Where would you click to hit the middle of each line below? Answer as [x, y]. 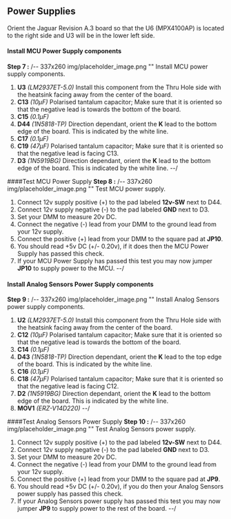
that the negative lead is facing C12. [68, 386]
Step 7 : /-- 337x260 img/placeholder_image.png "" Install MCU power [108, 67]
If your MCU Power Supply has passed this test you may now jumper [114, 261]
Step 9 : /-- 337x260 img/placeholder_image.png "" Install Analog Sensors [113, 299]
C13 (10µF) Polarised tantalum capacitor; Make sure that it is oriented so [120, 102]
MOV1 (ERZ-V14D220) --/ [53, 408]
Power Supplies [41, 11]
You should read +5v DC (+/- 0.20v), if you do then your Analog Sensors [120, 487]
